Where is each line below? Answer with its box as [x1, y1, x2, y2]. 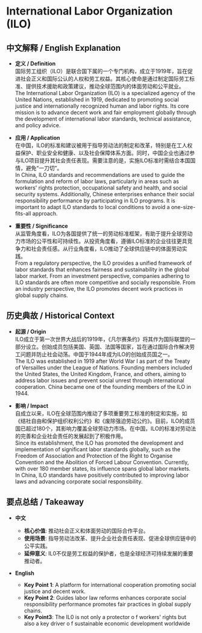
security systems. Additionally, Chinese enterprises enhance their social [14, 191, 195, 197]
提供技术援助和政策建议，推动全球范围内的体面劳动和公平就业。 [25, 83, 185, 90]
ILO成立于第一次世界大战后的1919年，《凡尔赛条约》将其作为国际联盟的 [14, 335, 191, 343]
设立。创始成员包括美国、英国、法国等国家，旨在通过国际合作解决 [25, 343, 190, 350]
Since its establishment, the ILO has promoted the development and [14, 439, 184, 446]
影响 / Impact [14, 402, 49, 409]
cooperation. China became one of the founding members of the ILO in [14, 383, 191, 390]
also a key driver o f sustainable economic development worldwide [24, 620, 191, 627]
